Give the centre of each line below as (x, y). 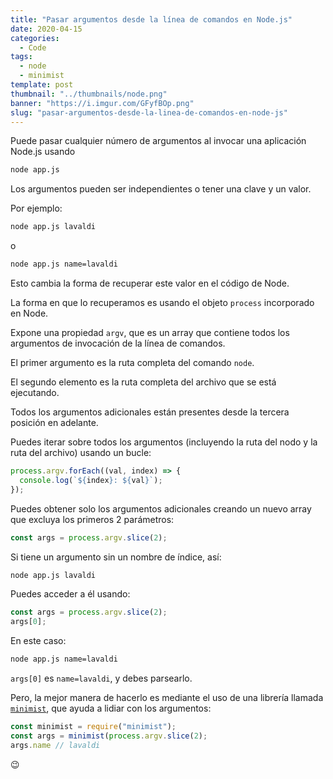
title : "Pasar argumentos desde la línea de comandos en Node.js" (151, 19)
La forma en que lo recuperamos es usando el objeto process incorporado (162, 302)
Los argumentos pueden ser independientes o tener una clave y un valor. (161, 189)
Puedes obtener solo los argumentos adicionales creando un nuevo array (161, 508)
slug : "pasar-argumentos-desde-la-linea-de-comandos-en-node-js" (149, 112)
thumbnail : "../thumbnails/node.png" (89, 94)
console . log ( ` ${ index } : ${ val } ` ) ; (91, 480)
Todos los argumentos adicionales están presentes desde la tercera (150, 412)
